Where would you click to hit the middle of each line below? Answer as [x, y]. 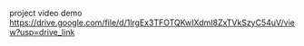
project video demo [46, 13]
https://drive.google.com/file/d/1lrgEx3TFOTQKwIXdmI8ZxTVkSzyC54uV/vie [152, 23]
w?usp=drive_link [42, 32]
